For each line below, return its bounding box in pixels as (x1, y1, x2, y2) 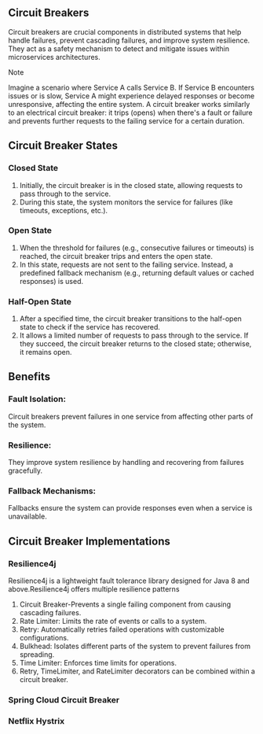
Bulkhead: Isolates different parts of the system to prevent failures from (19, 641, 251, 651)
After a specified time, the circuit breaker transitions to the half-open (19, 314, 242, 323)
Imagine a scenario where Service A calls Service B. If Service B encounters (8, 83, 255, 92)
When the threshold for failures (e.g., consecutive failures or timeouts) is (19, 243, 254, 253)
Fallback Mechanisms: (8, 485, 97, 496)
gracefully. (8, 466, 43, 475)
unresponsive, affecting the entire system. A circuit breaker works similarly (8, 99, 250, 109)
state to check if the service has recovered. (19, 323, 161, 332)
